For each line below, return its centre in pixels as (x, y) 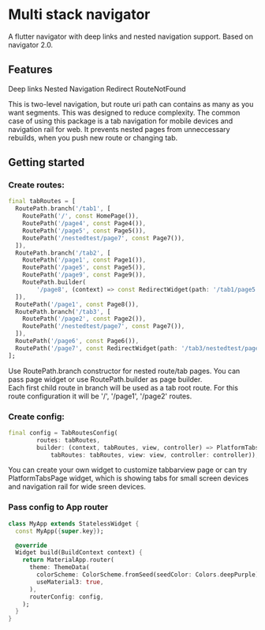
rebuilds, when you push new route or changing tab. (93, 138)
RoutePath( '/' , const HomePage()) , (81, 216)
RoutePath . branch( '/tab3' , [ (63, 311)
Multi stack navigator (79, 15)
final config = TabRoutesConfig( (63, 432)
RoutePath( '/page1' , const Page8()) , (77, 304)
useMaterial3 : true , (70, 582)
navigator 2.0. (31, 44)
